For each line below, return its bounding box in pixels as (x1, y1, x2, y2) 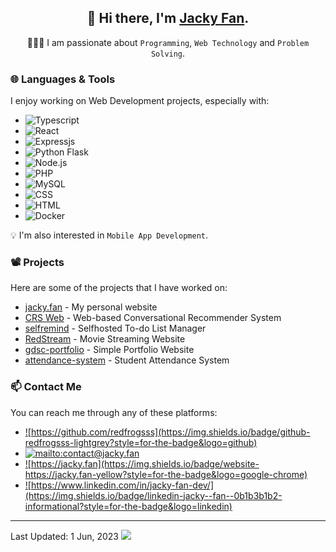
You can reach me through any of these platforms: (10, 406, 218, 418)
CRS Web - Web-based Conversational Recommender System (24, 312, 282, 324)
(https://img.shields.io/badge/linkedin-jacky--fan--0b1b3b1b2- (24, 489, 283, 501)
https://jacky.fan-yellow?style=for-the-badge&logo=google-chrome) (24, 468, 308, 480)
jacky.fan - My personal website (24, 301, 158, 313)
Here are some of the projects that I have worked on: (10, 282, 228, 294)
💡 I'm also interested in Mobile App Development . (10, 229, 208, 241)
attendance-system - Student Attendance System (24, 354, 230, 366)
